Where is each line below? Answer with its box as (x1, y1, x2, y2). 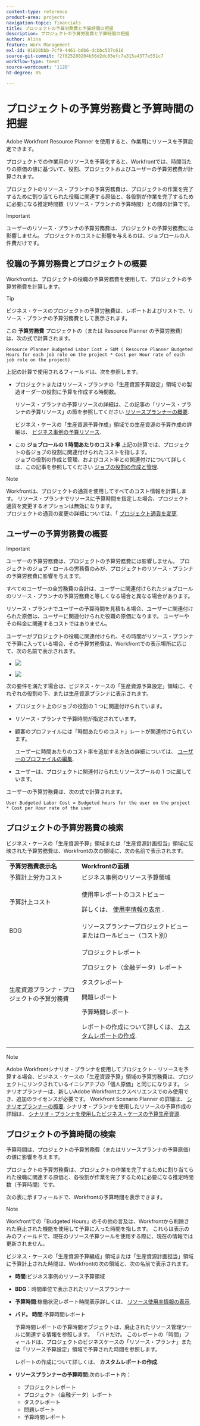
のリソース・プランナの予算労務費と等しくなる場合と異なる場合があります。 (6, 592, 193, 599)
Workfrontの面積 (81, 862, 130, 870)
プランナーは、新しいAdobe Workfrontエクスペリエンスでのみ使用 (21, 1087, 183, 1095)
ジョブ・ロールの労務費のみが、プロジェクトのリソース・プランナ (32, 565, 194, 572)
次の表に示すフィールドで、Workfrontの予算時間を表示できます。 (6, 1194, 165, 1201)
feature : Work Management (6, 42, 70, 48)
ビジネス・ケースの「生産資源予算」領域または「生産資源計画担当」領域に (6, 840, 189, 847)
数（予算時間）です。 (6, 1181, 58, 1188)
